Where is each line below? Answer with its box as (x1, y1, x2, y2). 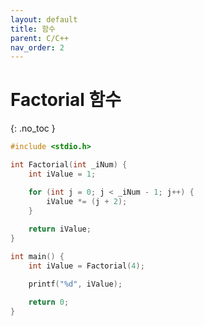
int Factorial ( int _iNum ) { (10, 160, 128, 170)
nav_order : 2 (10, 42, 65, 53)
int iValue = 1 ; (28, 169, 97, 179)
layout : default (10, 14, 78, 25)
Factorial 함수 (10, 89, 122, 111)
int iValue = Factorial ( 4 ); (28, 261, 145, 271)
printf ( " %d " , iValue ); (28, 279, 123, 289)
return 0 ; (28, 297, 70, 307)
